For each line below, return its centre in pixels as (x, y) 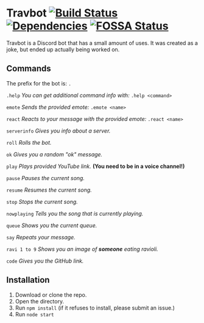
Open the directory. (40, 301)
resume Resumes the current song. (49, 190)
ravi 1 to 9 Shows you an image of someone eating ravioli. (82, 249)
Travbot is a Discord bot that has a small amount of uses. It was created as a (102, 43)
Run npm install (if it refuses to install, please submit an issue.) (95, 308)
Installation (28, 280)
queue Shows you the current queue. (52, 225)
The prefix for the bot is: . (39, 83)
